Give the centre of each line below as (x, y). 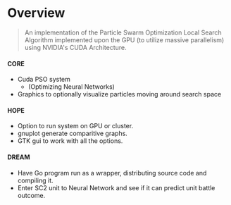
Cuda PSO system (44, 80)
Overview (36, 13)
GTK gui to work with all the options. (70, 141)
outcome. (31, 195)
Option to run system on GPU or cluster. (75, 126)
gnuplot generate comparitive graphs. (73, 133)
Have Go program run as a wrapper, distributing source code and (112, 173)
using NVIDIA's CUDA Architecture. (75, 47)
